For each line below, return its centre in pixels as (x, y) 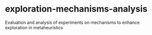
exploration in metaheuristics (34, 27)
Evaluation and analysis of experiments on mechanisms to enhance (72, 22)
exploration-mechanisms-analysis (76, 9)
